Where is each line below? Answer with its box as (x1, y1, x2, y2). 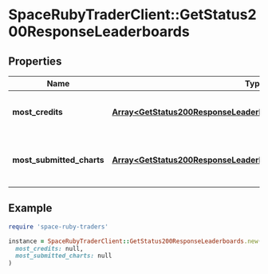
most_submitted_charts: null (15, 252, 112, 260)
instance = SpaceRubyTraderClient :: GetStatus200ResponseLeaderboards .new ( (8, 237, 262, 245)
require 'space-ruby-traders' (8, 222, 109, 231)
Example (8, 201, 53, 215)
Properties (8, 54, 62, 68)
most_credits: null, (15, 244, 84, 252)
